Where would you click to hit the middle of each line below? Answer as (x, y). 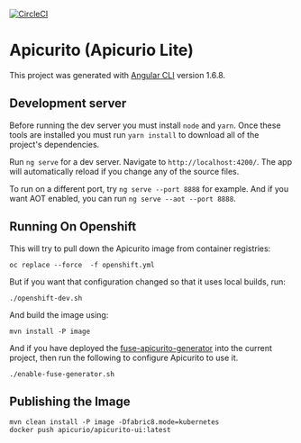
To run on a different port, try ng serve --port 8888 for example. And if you (149, 188)
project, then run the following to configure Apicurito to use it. (124, 357)
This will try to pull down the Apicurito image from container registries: (140, 249)
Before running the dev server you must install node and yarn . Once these (145, 125)
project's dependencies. (55, 144)
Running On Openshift (73, 226)
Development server (68, 104)
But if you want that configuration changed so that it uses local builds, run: (148, 281)
